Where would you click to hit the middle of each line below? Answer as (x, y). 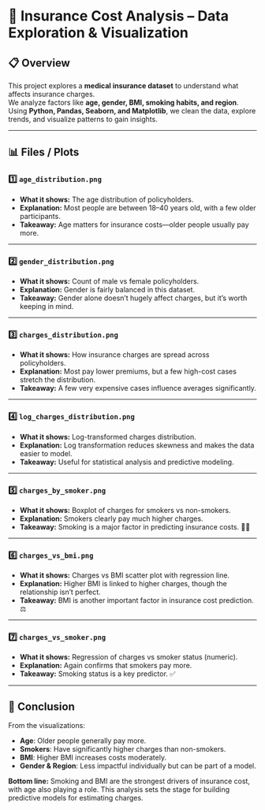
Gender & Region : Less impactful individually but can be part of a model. (138, 766)
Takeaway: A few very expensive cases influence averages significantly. (138, 388)
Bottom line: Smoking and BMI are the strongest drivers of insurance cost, (129, 781)
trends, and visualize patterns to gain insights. (83, 119)
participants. (40, 216)
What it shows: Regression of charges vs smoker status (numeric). (129, 657)
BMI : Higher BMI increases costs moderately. (93, 758)
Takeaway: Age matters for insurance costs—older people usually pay (134, 225)
